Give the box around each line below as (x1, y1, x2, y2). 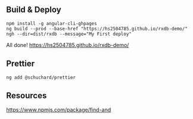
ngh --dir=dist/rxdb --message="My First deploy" (6, 31, 132, 37)
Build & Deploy (6, 5, 61, 15)
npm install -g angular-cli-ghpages (6, 20, 97, 26)
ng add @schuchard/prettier (6, 74, 76, 80)
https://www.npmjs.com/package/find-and (6, 107, 111, 114)
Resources (6, 90, 47, 101)
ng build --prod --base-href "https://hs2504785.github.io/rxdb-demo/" (6, 26, 188, 32)
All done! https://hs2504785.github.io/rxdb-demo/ (6, 41, 129, 48)
